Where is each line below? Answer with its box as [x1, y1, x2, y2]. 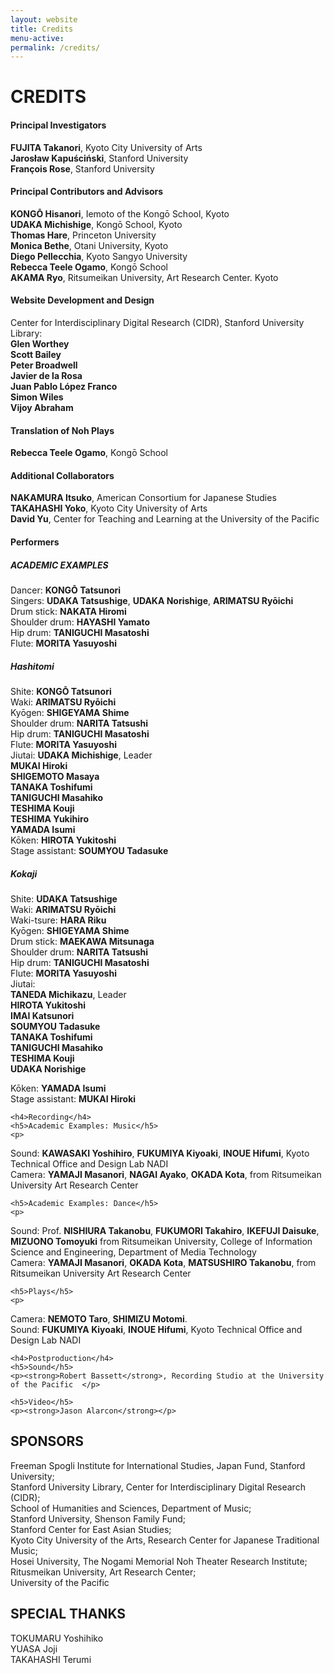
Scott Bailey [10, 349, 62, 361]
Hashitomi [10, 660, 55, 672]
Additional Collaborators [10, 469, 115, 481]
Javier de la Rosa [10, 370, 83, 382]
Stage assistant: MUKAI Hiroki [10, 1092, 137, 1105]
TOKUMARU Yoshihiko [10, 1632, 104, 1644]
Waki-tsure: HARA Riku [10, 914, 107, 926]
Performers [10, 536, 60, 548]
